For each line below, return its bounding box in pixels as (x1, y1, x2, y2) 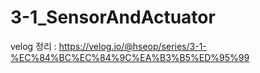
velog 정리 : (10, 40, 57, 52)
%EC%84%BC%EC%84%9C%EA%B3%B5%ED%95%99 (10, 51, 250, 63)
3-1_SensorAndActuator (10, 6, 216, 29)
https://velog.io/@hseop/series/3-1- (58, 40, 207, 52)
